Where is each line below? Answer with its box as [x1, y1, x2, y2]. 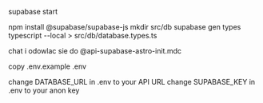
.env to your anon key [8, 85, 80, 95]
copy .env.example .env [8, 61, 86, 71]
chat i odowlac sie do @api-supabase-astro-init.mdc [8, 46, 182, 55]
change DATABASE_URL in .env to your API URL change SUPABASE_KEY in [8, 77, 256, 86]
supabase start [8, 7, 58, 16]
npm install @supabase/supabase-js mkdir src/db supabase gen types [8, 22, 241, 31]
